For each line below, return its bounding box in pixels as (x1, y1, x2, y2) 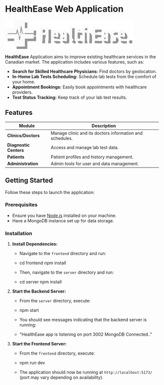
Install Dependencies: (12, 241, 58, 247)
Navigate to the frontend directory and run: (19, 251, 106, 257)
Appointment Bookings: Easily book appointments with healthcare (12, 84, 147, 90)
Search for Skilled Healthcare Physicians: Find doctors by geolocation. (12, 68, 157, 74)
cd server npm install (19, 279, 62, 285)
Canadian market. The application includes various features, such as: (5, 59, 144, 64)
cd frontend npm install (19, 260, 66, 266)
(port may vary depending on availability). (19, 375, 104, 381)
